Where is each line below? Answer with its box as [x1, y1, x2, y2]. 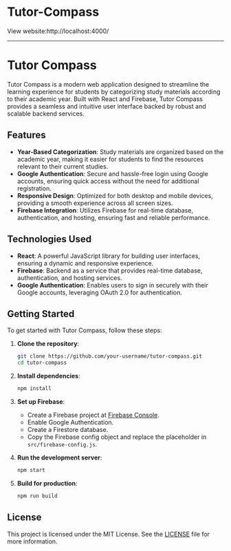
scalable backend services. [7, 109, 85, 118]
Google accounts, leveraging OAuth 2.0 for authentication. [16, 288, 183, 296]
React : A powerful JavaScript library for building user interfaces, [16, 252, 201, 260]
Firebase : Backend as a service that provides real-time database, [16, 266, 203, 274]
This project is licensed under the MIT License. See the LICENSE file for [7, 530, 210, 538]
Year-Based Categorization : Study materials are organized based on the [16, 147, 224, 155]
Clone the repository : [16, 340, 80, 348]
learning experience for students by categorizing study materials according [7, 87, 221, 96]
